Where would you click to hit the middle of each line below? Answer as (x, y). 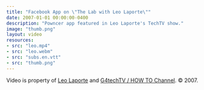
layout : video (24, 35)
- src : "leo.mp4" (28, 46)
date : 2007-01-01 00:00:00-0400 (47, 18)
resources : (20, 40)
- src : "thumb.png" (31, 63)
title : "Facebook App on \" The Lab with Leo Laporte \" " (79, 12)
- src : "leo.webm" (30, 52)
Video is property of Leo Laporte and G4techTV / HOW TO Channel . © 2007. (102, 80)
